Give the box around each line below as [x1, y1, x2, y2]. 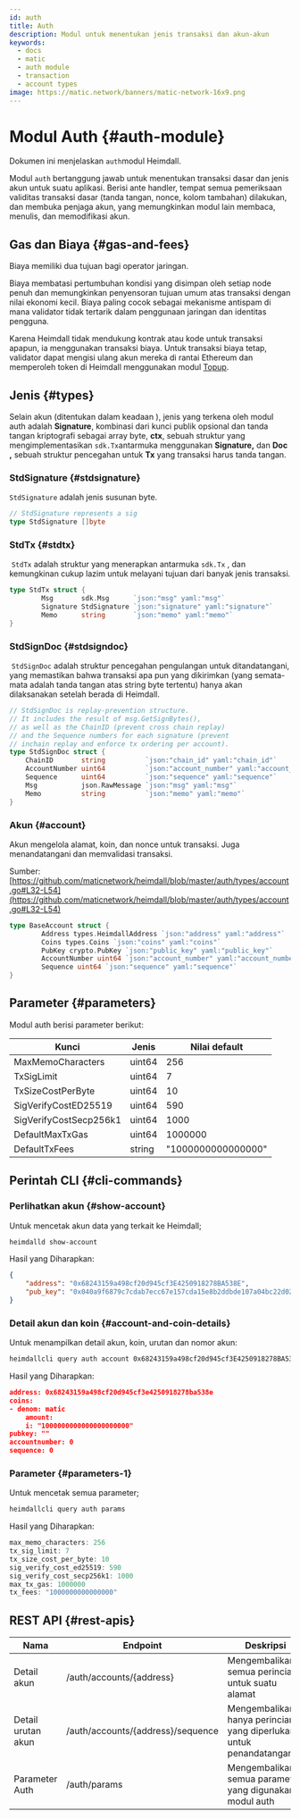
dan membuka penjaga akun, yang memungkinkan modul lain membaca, [9, 202, 276, 213]
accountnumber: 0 [9, 1438, 74, 1447]
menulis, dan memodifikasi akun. [9, 211, 130, 222]
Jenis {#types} [9, 388, 95, 403]
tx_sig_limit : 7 [9, 1547, 70, 1555]
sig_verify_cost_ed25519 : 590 [9, 1563, 122, 1572]
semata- [254, 670, 286, 681]
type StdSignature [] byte [9, 517, 105, 527]
